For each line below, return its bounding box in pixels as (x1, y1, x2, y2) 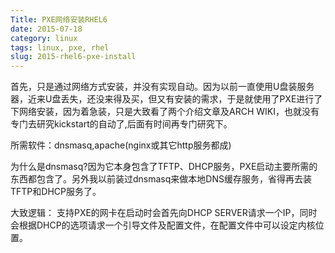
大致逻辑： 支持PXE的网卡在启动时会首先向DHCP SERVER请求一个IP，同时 (10, 207, 318, 219)
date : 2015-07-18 (10, 24, 83, 34)
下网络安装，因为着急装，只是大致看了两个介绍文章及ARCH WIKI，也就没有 (10, 106, 320, 118)
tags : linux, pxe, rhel (10, 42, 110, 53)
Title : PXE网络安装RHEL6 (10, 14, 108, 25)
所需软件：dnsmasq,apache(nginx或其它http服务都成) (10, 139, 232, 151)
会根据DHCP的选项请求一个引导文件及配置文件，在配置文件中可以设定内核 (10, 219, 316, 231)
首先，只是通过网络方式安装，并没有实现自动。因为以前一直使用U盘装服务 (10, 81, 315, 93)
